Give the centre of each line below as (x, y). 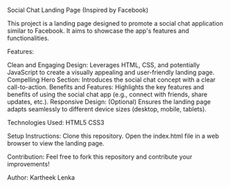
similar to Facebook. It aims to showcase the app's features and (98, 31)
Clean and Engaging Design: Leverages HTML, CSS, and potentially (104, 65)
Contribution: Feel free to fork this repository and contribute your (100, 157)
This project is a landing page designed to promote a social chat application (115, 23)
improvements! (28, 164)
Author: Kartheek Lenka (41, 177)
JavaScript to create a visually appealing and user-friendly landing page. (111, 72)
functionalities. (28, 38)
